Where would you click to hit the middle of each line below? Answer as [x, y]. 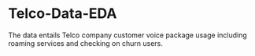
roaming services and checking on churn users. [85, 43]
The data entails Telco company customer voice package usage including [128, 35]
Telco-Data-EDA [63, 14]
